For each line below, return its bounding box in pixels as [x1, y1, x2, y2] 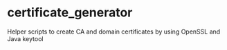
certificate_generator [7, 5, 133, 21]
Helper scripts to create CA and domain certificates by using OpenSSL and [7, 27, 221, 36]
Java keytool [7, 34, 44, 42]
